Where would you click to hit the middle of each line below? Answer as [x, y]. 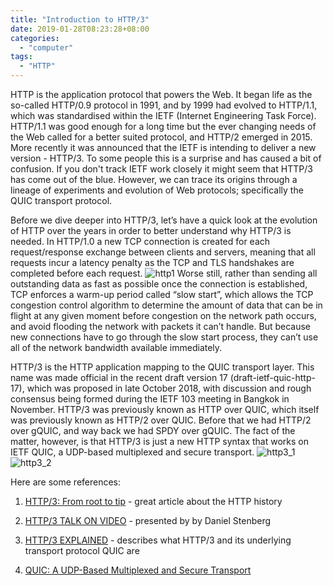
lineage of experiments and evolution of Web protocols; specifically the [157, 190]
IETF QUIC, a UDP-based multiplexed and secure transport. [132, 452]
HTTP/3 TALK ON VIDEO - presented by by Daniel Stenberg [148, 520]
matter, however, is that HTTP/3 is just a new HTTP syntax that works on [159, 441]
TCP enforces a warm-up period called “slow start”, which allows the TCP [162, 294]
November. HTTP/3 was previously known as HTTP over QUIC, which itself [165, 409]
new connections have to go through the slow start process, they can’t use [164, 337]
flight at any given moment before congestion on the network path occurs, [163, 315]
